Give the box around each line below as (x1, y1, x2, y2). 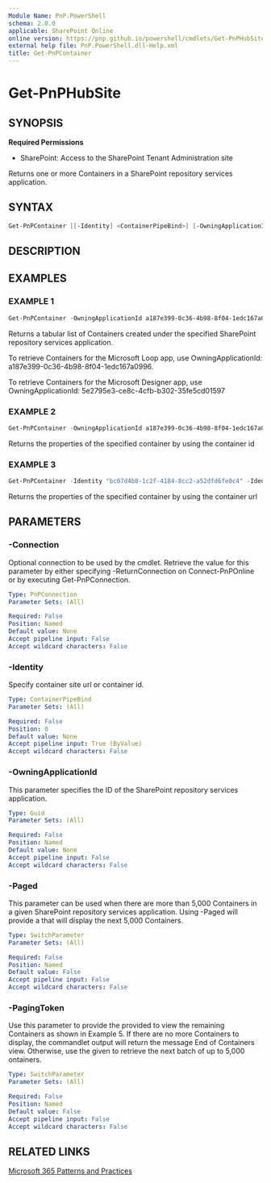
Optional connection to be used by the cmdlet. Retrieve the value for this (8, 557, 249, 567)
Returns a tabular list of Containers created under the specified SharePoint (8, 328, 256, 339)
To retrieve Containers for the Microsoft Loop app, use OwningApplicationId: (8, 352, 263, 363)
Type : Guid (8, 809, 45, 817)
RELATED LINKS (8, 1144, 90, 1158)
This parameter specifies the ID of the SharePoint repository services (8, 785, 239, 794)
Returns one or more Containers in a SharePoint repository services (8, 169, 233, 178)
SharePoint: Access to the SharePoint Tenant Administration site (19, 153, 234, 162)
